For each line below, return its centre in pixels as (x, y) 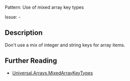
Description (24, 33)
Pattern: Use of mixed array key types (44, 7)
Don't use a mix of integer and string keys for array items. (65, 45)
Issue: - (13, 17)
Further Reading (31, 61)
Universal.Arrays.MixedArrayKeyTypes (53, 73)
